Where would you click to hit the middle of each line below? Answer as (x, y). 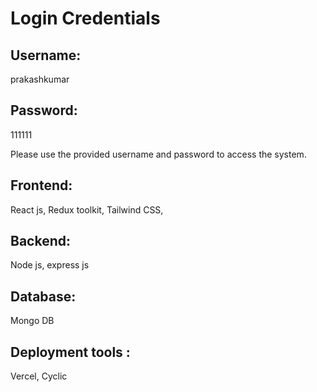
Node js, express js (50, 265)
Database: (43, 296)
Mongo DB (32, 321)
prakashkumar (40, 79)
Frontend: (41, 185)
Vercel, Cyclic (39, 376)
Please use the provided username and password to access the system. (158, 154)
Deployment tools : (70, 352)
